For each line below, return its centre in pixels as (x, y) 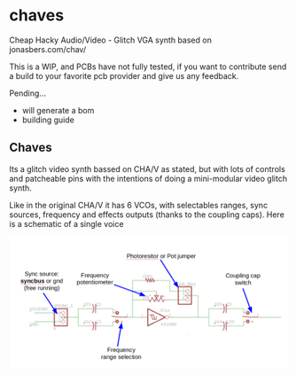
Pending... (28, 93)
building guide (48, 120)
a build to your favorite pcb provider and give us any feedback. (124, 75)
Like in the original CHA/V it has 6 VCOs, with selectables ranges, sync (139, 205)
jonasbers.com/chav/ (48, 49)
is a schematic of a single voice (66, 223)
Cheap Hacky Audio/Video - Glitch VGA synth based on (111, 40)
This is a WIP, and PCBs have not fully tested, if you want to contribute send (148, 66)
